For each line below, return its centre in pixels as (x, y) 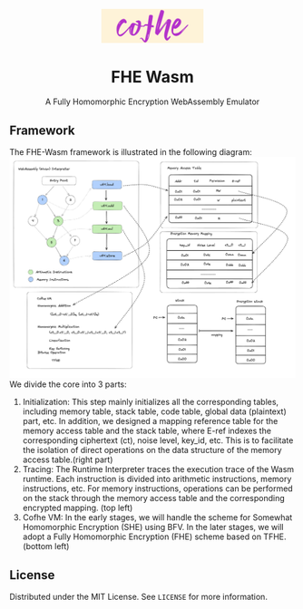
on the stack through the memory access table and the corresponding (154, 498)
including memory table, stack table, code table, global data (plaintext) (155, 411)
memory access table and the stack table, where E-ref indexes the (147, 431)
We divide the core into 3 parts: (68, 384)
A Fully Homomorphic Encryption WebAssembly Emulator (152, 101)
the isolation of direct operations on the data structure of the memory (152, 450)
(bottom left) (46, 546)
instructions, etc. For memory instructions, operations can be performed (157, 488)
